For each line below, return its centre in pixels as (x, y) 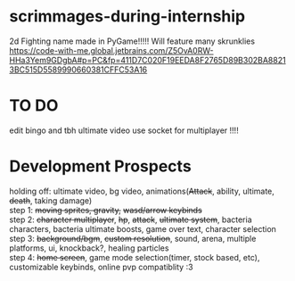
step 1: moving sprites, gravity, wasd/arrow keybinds (106, 210)
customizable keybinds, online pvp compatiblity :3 (101, 267)
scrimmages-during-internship (127, 17)
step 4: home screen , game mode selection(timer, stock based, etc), (135, 257)
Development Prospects (100, 166)
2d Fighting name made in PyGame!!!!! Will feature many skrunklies (132, 41)
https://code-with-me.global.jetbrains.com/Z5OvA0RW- (111, 50)
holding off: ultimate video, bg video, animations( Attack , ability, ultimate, (142, 191)
